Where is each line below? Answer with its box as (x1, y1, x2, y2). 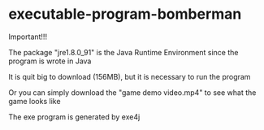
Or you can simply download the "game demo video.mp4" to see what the (8, 87, 257, 97)
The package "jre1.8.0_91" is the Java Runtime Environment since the (8, 47, 239, 57)
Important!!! (8, 32, 47, 41)
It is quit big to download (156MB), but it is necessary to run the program (8, 71, 251, 81)
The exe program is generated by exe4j (8, 111, 141, 122)
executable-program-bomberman (8, 5, 242, 24)
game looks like (8, 96, 61, 106)
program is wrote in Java (8, 56, 92, 66)
